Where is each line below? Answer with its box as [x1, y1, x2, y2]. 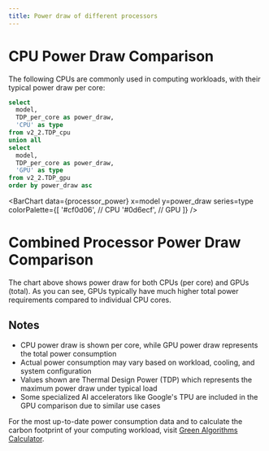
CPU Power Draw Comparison [8, 46, 214, 65]
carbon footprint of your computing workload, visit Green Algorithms [8, 425, 238, 435]
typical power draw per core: [8, 82, 106, 92]
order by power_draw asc [8, 182, 93, 190]
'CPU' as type [15, 121, 63, 129]
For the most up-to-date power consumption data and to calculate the [8, 416, 243, 426]
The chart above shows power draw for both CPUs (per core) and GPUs [8, 278, 249, 287]
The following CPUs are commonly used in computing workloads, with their [8, 74, 261, 84]
